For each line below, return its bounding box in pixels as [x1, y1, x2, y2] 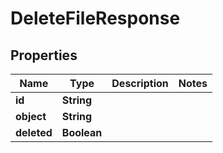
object [15, 110, 47, 123]
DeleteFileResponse [10, 7, 181, 30]
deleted [15, 126, 53, 139]
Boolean [61, 126, 103, 139]
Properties [10, 47, 78, 64]
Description [111, 77, 169, 90]
